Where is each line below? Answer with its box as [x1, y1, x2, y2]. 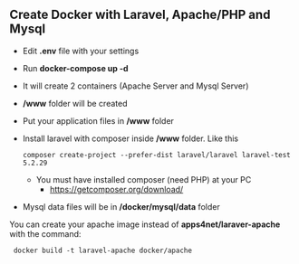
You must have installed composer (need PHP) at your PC [35, 174, 252, 184]
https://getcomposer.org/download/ [49, 184, 184, 194]
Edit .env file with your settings [22, 45, 140, 56]
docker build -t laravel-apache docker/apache [13, 246, 193, 255]
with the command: [9, 228, 82, 239]
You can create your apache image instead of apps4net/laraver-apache [9, 219, 281, 230]
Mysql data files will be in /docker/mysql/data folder [22, 201, 220, 212]
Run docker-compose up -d [22, 62, 129, 73]
